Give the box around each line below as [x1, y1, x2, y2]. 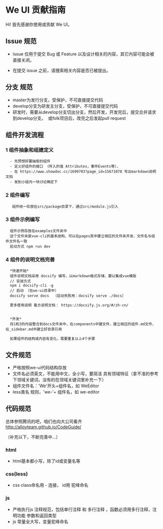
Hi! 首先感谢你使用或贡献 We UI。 [5, 21, 72, 27]
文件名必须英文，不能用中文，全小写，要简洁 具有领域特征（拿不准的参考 [12, 371, 159, 377]
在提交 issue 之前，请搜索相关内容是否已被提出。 [12, 67, 111, 73]
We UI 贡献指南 [5, 4, 66, 16]
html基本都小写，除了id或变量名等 [12, 458, 81, 464]
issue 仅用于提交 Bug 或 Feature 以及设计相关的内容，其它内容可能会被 [12, 51, 155, 57]
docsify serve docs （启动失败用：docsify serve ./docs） [10, 293, 126, 299]
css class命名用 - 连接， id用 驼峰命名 [12, 482, 89, 488]
